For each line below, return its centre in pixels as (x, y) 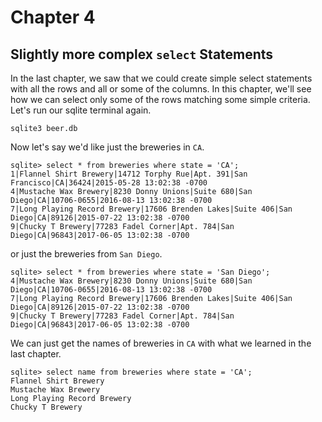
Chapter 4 (53, 17)
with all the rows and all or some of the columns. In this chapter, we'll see (161, 89)
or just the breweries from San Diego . (86, 254)
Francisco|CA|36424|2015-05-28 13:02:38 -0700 (109, 183)
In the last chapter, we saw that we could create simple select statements (161, 78)
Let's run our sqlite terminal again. (81, 110)
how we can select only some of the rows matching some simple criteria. (160, 99)
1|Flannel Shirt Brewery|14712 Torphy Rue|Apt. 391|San (129, 174)
